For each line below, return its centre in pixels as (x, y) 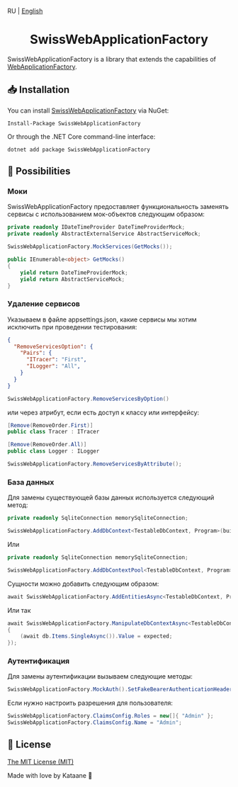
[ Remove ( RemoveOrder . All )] (47, 445)
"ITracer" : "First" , (56, 360)
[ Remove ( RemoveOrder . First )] (50, 425)
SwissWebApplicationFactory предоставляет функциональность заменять (118, 207)
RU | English (25, 11)
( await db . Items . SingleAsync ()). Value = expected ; (96, 636)
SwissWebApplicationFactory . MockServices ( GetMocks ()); (90, 247)
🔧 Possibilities (39, 171)
